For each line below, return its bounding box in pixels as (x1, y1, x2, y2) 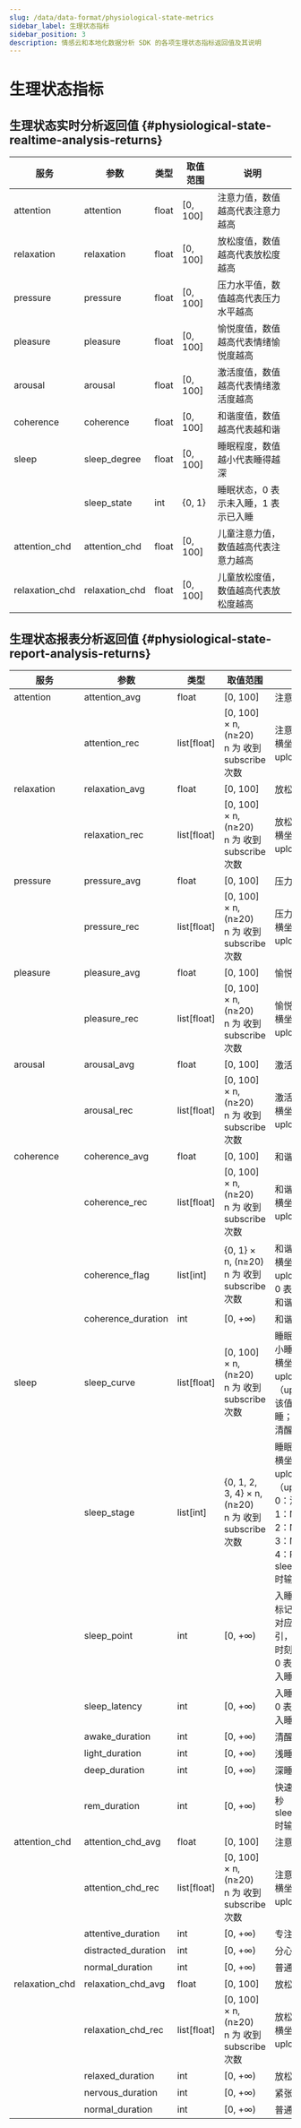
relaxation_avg (83, 783, 145, 796)
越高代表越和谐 (217, 423, 280, 435)
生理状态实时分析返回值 (9, 117, 139, 133)
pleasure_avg (83, 967, 141, 979)
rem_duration (83, 1800, 141, 1813)
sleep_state (83, 496, 133, 509)
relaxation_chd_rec (83, 2024, 164, 2037)
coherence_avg (83, 1150, 150, 1163)
